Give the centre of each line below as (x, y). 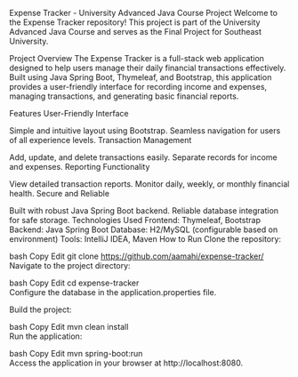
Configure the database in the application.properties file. (113, 292)
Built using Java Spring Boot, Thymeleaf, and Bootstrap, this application (141, 77)
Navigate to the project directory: (70, 265)
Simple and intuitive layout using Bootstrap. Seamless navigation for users (145, 131)
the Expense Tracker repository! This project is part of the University (135, 22)
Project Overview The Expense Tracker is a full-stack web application (137, 58)
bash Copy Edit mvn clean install (69, 327)
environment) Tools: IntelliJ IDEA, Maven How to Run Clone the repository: (145, 239)
